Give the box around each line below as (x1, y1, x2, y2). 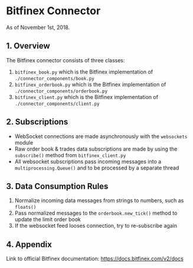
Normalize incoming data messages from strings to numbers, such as (14, 197, 184, 204)
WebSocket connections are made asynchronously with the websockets (14, 132, 188, 140)
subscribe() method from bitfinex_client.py (14, 151, 126, 158)
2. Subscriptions (6, 117, 68, 127)
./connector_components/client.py (14, 101, 100, 107)
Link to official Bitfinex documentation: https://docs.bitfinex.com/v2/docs (6, 255, 184, 262)
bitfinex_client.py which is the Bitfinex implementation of (14, 93, 158, 100)
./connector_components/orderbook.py (14, 88, 108, 94)
